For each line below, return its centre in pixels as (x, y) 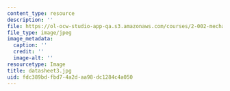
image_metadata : (30, 39)
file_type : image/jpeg (39, 32)
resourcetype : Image (37, 64)
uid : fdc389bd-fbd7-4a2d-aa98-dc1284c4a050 (70, 77)
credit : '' (29, 52)
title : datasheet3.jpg (39, 70)
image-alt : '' (33, 58)
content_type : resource (41, 13)
